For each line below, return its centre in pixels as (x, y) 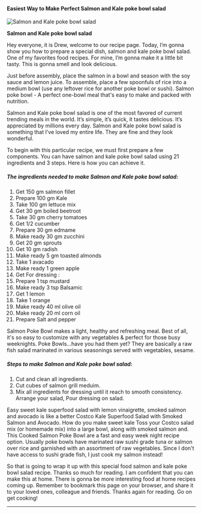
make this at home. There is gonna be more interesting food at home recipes (101, 479)
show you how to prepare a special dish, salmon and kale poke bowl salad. (99, 52)
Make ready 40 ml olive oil (48, 307)
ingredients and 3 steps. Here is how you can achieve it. (76, 163)
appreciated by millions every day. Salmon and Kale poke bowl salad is (94, 126)
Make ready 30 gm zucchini (50, 237)
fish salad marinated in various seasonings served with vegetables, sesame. (101, 350)
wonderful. (20, 139)
